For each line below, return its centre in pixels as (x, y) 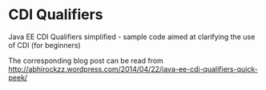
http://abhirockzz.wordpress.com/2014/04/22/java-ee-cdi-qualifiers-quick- (133, 68)
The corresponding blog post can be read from (86, 61)
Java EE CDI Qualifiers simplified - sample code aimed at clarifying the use (132, 37)
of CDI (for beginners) (45, 45)
